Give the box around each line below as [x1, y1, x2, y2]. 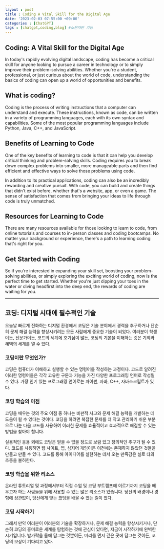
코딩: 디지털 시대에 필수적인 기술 [5, 308, 96, 317]
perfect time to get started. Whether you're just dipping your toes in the [5, 278, 149, 284]
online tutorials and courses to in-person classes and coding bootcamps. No [5, 230, 159, 236]
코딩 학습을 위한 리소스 [5, 470, 55, 477]
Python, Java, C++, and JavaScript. [5, 125, 77, 131]
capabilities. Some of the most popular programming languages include [5, 120, 149, 126]
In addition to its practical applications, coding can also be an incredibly [5, 177, 149, 183]
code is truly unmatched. [5, 198, 55, 204]
